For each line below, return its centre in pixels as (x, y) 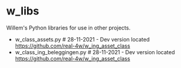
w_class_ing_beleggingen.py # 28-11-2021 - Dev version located (95, 52)
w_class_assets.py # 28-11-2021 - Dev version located (82, 39)
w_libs (23, 11)
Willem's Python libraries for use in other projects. (68, 28)
